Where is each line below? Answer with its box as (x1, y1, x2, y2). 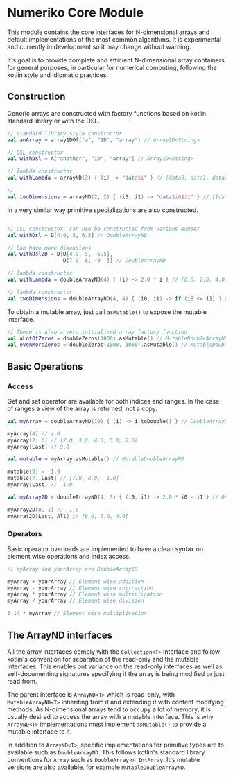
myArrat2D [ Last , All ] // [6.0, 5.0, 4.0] (7, 512, 129, 519)
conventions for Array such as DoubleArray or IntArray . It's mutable (7, 755, 200, 763)
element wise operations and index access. (7, 552, 131, 560)
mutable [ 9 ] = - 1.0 (7, 468, 60, 476)
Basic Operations (7, 361, 83, 372)
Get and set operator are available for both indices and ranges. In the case (7, 397, 220, 405)
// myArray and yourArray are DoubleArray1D (7, 565, 138, 573)
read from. (7, 677, 37, 685)
